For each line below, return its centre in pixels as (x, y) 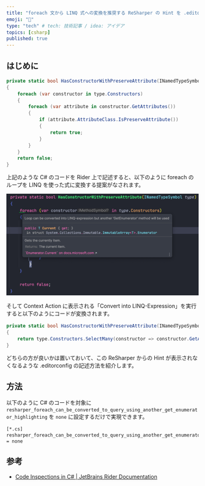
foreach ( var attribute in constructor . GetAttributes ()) (102, 107)
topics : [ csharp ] (28, 32)
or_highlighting (27, 417)
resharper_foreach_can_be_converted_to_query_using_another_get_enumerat (102, 410)
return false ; (35, 158)
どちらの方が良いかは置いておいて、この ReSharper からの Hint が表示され (99, 358)
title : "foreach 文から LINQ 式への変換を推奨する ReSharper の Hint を (94, 13)
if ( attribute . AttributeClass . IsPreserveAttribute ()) (109, 120)
